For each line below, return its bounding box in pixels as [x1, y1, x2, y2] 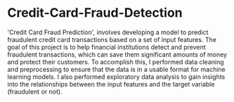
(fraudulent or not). [7, 87, 63, 96]
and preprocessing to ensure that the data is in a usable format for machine [7, 65, 226, 73]
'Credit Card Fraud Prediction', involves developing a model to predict [7, 28, 209, 36]
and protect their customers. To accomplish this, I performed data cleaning [7, 57, 224, 66]
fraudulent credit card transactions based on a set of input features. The [7, 35, 216, 43]
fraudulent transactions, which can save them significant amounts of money [7, 50, 227, 59]
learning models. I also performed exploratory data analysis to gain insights [7, 72, 226, 81]
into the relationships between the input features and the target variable [7, 80, 215, 88]
